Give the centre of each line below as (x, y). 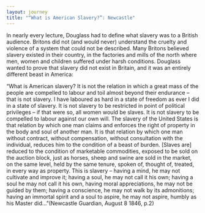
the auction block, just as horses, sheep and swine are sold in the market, (99, 157)
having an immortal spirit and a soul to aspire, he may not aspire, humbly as (102, 196)
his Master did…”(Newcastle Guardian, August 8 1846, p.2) (80, 203)
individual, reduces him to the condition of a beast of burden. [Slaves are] (99, 144)
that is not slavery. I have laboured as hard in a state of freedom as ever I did (103, 99)
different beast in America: (40, 74)
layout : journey (27, 12)
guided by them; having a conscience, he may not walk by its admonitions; (100, 190)
